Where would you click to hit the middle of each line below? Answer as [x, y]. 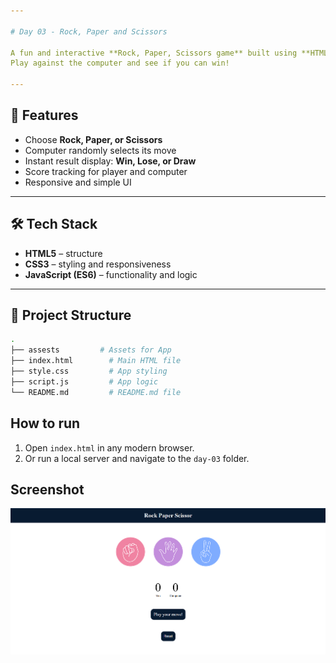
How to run [45, 423]
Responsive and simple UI [78, 182]
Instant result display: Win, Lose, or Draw [110, 161]
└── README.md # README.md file [96, 392]
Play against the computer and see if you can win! [120, 63]
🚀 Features [44, 115]
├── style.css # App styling [89, 371]
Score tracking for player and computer [106, 171]
